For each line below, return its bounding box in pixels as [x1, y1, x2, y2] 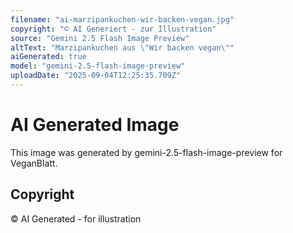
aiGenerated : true [10, 52, 87, 62]
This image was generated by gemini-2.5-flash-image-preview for [10, 146, 283, 158]
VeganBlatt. [10, 157, 58, 169]
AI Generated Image [10, 114, 180, 136]
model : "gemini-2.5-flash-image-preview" [10, 61, 186, 71]
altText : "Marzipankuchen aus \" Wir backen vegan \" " [10, 42, 235, 53]
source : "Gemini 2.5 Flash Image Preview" [10, 33, 190, 43]
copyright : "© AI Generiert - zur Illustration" [10, 24, 217, 34]
